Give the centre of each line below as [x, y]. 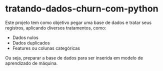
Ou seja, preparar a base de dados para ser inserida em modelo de [74, 57]
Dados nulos [25, 37]
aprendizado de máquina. [31, 63]
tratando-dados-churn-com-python [82, 9]
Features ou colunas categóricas [46, 48]
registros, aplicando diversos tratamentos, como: [56, 27]
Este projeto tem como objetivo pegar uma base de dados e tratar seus [78, 22]
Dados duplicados [31, 42]
